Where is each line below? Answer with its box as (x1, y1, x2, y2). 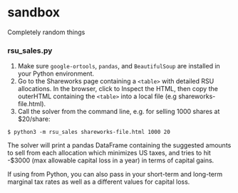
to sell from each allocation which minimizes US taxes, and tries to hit (7, 149, 212, 157)
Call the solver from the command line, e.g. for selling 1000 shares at (17, 108, 220, 116)
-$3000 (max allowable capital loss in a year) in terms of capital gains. (7, 156, 214, 165)
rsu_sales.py (7, 46, 53, 56)
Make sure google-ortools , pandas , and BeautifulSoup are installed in (17, 62, 221, 71)
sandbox (7, 4, 61, 21)
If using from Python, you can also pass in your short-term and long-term (7, 170, 223, 179)
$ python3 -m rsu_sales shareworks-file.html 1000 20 (7, 129, 171, 136)
